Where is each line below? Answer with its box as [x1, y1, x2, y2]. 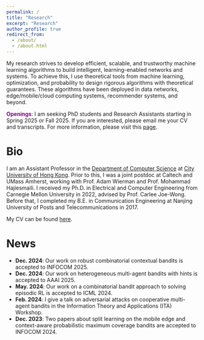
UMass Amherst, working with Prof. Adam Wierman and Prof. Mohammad [6, 177, 191, 185]
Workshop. [15, 308, 43, 316]
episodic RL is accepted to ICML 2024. [15, 289, 113, 296]
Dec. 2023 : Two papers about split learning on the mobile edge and [15, 315, 186, 322]
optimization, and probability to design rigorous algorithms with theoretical [6, 79, 194, 86]
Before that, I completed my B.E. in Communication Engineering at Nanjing [6, 197, 193, 204]
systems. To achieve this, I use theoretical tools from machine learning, [6, 73, 185, 80]
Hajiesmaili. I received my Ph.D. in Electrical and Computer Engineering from [6, 184, 198, 191]
